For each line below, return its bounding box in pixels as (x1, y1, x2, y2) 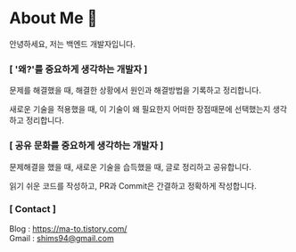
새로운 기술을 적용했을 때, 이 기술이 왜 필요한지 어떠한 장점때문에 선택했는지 (9, 104, 271, 115)
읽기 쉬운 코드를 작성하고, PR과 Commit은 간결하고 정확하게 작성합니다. (9, 180, 257, 191)
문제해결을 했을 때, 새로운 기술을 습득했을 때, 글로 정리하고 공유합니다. (9, 161, 251, 172)
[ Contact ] (9, 203, 56, 215)
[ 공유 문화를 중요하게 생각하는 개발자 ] (9, 140, 164, 152)
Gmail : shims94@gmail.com (9, 232, 114, 243)
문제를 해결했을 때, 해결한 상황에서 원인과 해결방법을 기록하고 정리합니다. (9, 85, 261, 96)
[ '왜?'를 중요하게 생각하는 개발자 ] (9, 62, 148, 75)
